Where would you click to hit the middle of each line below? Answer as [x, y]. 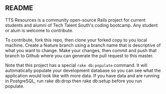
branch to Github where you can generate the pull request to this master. [79, 56]
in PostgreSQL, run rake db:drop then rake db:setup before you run [74, 81]
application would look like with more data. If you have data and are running [83, 75]
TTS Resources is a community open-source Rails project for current [75, 20]
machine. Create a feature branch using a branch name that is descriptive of [83, 45]
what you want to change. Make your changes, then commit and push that [81, 50]
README [19, 8]
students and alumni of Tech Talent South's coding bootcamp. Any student [82, 25]
